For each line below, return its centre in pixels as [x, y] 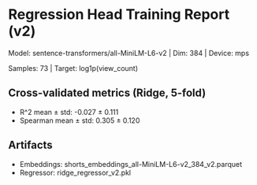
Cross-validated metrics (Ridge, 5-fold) [107, 93]
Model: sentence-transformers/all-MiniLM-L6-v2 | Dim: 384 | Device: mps [129, 53]
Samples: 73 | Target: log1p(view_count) [73, 68]
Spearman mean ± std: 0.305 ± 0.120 [80, 120]
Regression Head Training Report [119, 15]
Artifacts [30, 145]
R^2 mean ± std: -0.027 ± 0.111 [69, 112]
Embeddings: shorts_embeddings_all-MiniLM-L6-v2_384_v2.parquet [131, 164]
